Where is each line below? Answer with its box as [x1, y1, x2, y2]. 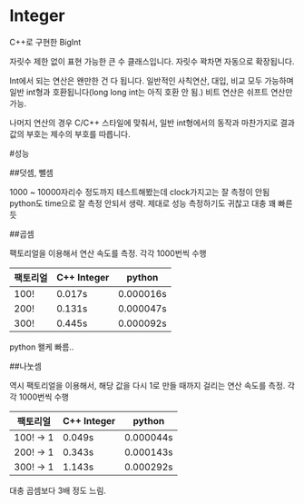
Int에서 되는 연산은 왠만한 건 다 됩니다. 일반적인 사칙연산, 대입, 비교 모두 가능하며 [9, 74, 294, 86]
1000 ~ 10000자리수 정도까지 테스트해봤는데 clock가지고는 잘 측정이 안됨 [9, 186, 270, 197]
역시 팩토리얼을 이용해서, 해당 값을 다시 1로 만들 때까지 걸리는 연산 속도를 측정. [9, 380, 286, 390]
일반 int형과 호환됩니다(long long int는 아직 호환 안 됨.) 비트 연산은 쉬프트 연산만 [9, 86, 293, 97]
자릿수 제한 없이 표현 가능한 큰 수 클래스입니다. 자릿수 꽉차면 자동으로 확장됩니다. [9, 55, 295, 66]
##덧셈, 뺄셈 [9, 167, 54, 178]
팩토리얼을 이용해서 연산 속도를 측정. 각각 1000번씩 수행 [9, 247, 207, 259]
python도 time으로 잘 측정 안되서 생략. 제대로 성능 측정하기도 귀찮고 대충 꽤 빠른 [9, 197, 293, 209]
